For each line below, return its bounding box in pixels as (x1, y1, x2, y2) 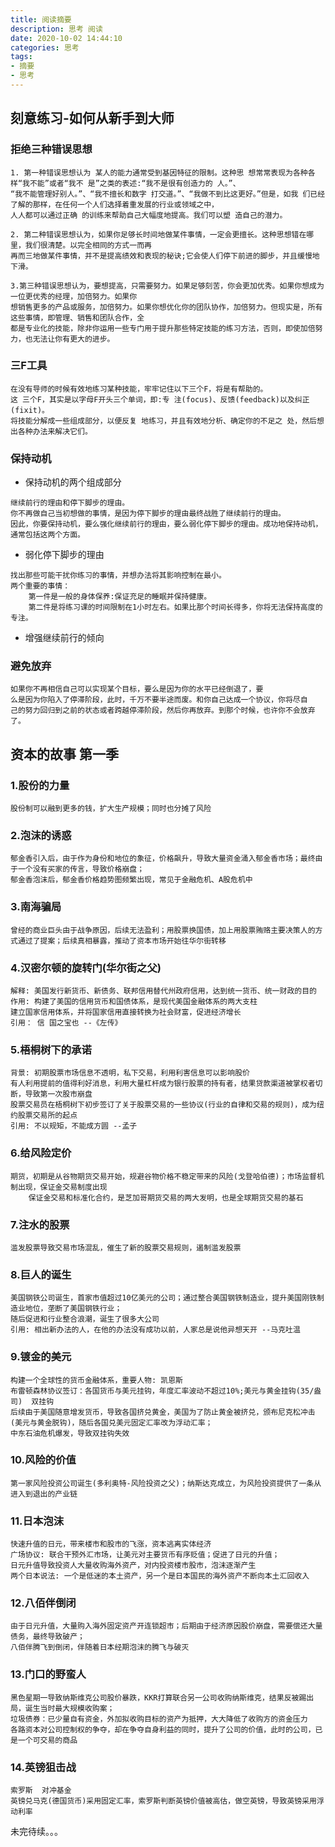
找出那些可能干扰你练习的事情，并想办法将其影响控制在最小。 (10, 571, 227, 581)
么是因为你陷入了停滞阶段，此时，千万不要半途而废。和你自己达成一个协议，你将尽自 (10, 695, 308, 705)
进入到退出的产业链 (10, 1489, 78, 1499)
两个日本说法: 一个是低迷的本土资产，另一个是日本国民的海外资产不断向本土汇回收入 (10, 1571, 310, 1581)
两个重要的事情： (10, 581, 71, 591)
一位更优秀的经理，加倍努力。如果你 (10, 291, 138, 301)
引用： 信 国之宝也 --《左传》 (10, 1018, 123, 1028)
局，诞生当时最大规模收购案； (10, 1703, 115, 1713)
